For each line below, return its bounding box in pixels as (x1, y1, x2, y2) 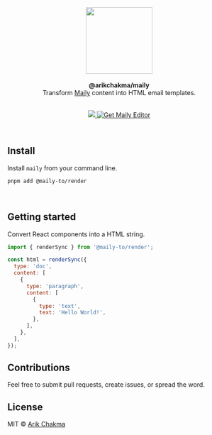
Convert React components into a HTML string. (7, 230, 145, 238)
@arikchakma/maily (88, 81, 150, 89)
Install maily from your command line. (7, 163, 118, 172)
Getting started (7, 211, 77, 223)
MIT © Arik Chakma (7, 420, 66, 429)
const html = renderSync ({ (7, 256, 87, 263)
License (7, 401, 43, 413)
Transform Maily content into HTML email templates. (42, 89, 196, 97)
